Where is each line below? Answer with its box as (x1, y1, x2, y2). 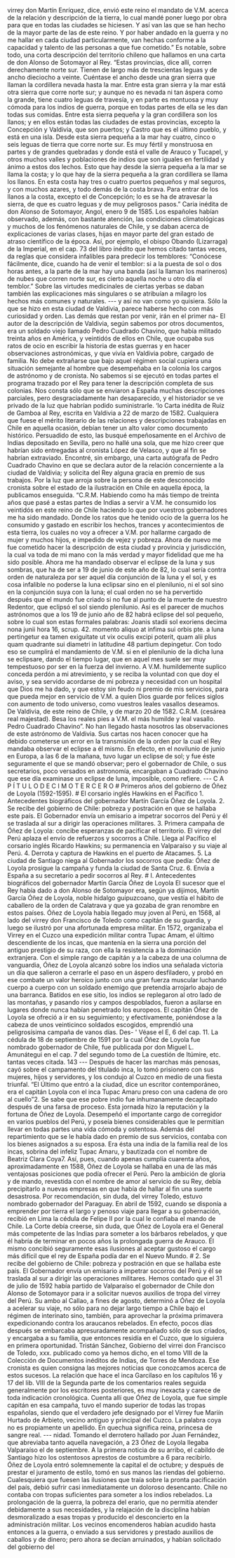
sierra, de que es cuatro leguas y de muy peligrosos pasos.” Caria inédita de (7, 200, 228, 208)
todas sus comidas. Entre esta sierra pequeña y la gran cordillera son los (7, 110, 217, 119)
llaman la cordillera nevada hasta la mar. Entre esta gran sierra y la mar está (7, 81, 226, 88)
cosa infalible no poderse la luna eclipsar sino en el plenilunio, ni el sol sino (7, 581, 224, 588)
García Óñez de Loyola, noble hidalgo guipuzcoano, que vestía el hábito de (7, 894, 224, 902)
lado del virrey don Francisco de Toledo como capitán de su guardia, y (7, 916, 212, 924)
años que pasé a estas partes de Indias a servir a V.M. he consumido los (7, 499, 217, 506)
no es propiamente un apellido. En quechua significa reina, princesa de (7, 1423, 213, 1432)
